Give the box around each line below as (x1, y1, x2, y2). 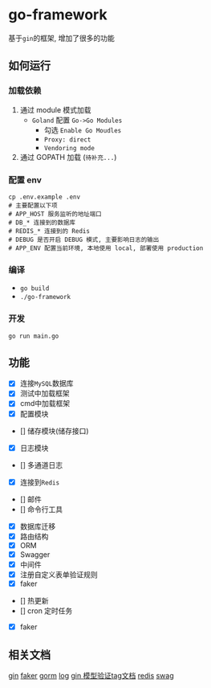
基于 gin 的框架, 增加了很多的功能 (8, 33, 115, 43)
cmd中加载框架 (19, 399, 71, 408)
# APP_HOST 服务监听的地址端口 (8, 210, 102, 218)
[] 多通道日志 (19, 460, 63, 469)
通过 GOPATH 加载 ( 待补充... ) (19, 152, 117, 162)
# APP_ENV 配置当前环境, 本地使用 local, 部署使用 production (8, 244, 204, 252)
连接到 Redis (19, 477, 60, 487)
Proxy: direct (43, 135, 91, 144)
